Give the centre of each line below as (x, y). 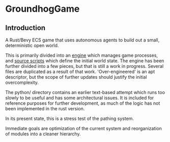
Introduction (25, 28)
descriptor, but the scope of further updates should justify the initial (76, 77)
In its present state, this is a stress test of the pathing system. (69, 119)
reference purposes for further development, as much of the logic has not (83, 103)
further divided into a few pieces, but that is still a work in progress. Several (84, 66)
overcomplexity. (22, 82)
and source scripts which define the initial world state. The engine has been (85, 61)
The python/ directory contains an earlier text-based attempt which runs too (85, 92)
